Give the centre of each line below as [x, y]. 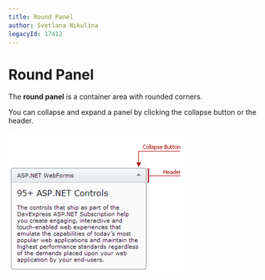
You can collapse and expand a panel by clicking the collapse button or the [132, 112]
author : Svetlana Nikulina [53, 25]
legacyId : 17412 [35, 34]
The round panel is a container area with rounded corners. [106, 97]
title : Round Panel [41, 17]
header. [21, 121]
